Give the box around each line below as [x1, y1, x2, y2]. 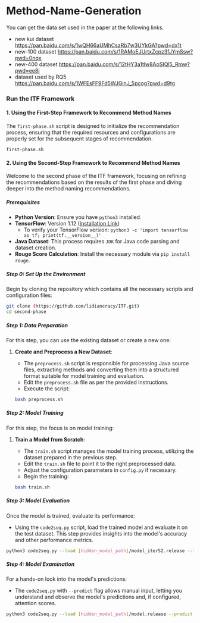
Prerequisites [6, 198, 40, 206]
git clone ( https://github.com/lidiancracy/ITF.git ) [6, 303, 140, 309]
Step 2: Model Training [6, 409, 64, 417]
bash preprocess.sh [14, 396, 64, 402]
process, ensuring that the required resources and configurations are [6, 129, 176, 136]
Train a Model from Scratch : [14, 436, 85, 443]
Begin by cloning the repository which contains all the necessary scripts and [6, 286, 193, 293]
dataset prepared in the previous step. [23, 453, 118, 461]
